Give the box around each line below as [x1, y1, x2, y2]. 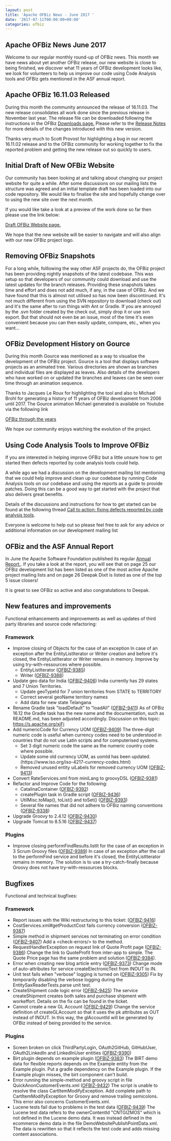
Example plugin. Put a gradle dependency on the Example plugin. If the [12, 1066, 162, 1072]
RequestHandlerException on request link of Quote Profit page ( [12, 944, 147, 950]
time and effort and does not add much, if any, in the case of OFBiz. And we [5, 287, 164, 293]
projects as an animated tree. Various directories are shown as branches [5, 364, 157, 370]
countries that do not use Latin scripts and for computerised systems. [12, 737, 159, 743]
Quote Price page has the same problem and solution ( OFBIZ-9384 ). [12, 955, 156, 961]
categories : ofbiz [5, 21, 44, 27]
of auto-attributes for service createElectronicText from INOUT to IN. [12, 966, 157, 972]
